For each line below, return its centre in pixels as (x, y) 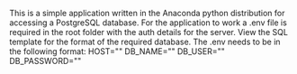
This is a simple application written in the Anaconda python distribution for (147, 13)
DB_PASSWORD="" (45, 61)
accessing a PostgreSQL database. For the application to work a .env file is (148, 23)
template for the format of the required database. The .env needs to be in (145, 42)
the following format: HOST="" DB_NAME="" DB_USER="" (117, 51)
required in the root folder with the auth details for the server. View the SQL (148, 32)
